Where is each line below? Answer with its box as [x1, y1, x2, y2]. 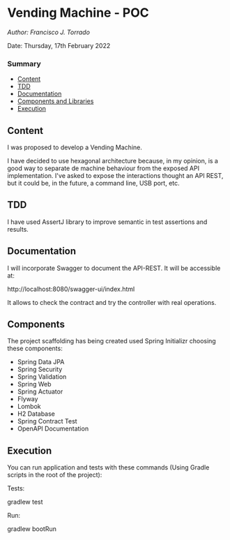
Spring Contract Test [17, 417, 78, 426]
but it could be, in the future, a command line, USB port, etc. [7, 179, 180, 188]
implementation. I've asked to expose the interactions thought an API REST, [7, 172, 224, 180]
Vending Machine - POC [7, 5, 150, 21]
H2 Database [17, 410, 56, 418]
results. [7, 225, 29, 233]
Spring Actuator [17, 387, 63, 396]
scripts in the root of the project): [7, 471, 102, 479]
